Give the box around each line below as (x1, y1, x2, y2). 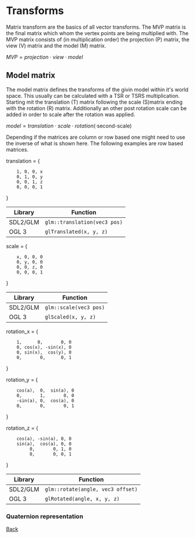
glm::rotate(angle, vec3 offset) (44, 486, 138, 492)
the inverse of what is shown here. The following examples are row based (6, 139, 183, 147)
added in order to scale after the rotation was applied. (6, 111, 135, 118)
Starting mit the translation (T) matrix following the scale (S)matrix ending (6, 98, 183, 105)
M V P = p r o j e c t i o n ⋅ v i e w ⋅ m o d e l (6, 53, 83, 60)
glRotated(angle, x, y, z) (44, 495, 120, 502)
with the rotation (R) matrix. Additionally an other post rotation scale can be (6, 104, 187, 112)
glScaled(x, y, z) (44, 313, 96, 320)
